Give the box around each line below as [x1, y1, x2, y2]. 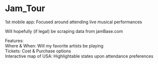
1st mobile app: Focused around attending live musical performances [5, 19, 143, 25]
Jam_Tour [5, 3, 45, 14]
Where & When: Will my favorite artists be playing [5, 43, 104, 48]
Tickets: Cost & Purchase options [5, 48, 72, 54]
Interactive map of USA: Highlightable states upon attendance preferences [5, 53, 154, 59]
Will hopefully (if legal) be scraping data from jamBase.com [5, 28, 123, 34]
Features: [5, 37, 24, 44]
